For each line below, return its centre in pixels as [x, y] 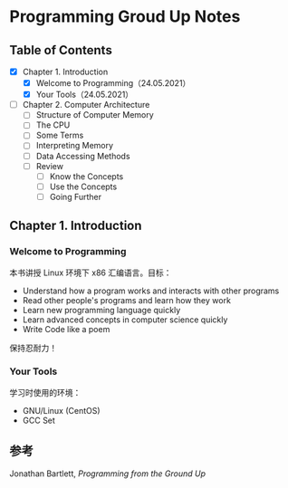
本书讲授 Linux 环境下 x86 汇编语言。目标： [91, 273]
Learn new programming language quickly [101, 310]
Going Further [76, 196]
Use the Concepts [83, 187]
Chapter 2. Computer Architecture [86, 105]
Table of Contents [61, 50]
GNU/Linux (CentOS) [62, 410]
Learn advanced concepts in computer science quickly [125, 320]
